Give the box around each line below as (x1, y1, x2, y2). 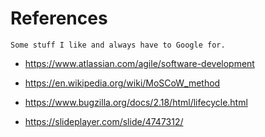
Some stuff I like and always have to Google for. (10, 40, 226, 50)
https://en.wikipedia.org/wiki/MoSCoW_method (24, 77, 221, 89)
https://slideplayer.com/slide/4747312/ (24, 115, 184, 127)
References (10, 7, 108, 30)
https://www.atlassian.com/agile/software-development (24, 57, 255, 69)
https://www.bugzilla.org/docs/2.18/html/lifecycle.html (24, 96, 248, 108)
